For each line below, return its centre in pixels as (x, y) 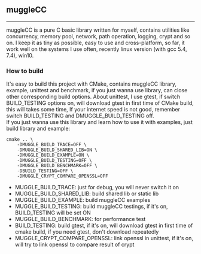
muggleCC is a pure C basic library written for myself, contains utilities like (98, 30)
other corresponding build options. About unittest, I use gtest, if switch (93, 97)
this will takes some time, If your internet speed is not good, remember (93, 110)
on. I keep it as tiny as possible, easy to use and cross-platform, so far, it (95, 43)
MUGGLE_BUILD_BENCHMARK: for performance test (80, 219)
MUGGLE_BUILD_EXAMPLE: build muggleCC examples (83, 200)
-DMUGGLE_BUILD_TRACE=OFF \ (52, 145)
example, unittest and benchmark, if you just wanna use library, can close (97, 90)
